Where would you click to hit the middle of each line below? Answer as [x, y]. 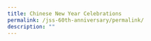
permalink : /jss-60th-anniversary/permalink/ [75, 20]
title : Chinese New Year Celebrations [65, 14]
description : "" [31, 26]
